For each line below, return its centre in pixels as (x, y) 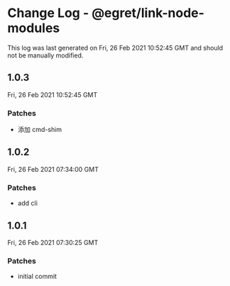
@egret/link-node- (148, 13)
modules (34, 28)
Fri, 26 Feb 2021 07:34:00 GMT (53, 169)
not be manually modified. (45, 55)
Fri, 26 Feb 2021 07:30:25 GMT (53, 242)
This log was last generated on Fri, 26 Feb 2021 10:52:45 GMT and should (115, 48)
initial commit (37, 276)
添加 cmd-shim (40, 130)
